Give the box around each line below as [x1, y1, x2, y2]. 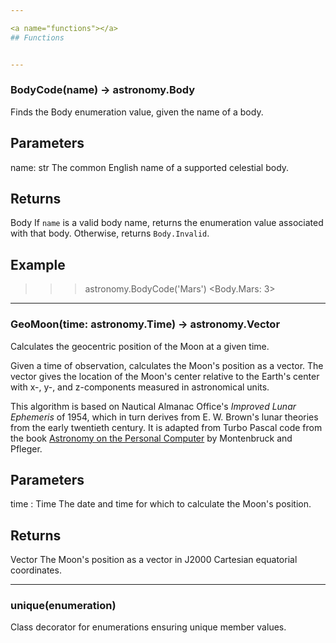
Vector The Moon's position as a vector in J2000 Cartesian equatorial [10, 554, 298, 566]
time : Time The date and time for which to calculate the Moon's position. [10, 498, 312, 510]
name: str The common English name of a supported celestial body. [10, 161, 290, 173]
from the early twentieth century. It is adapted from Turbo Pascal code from [10, 421, 323, 433]
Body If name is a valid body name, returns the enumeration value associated [10, 217, 324, 229]
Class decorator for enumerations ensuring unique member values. [10, 621, 287, 633]
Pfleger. [10, 442, 43, 455]
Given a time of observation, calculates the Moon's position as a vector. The [10, 359, 324, 371]
